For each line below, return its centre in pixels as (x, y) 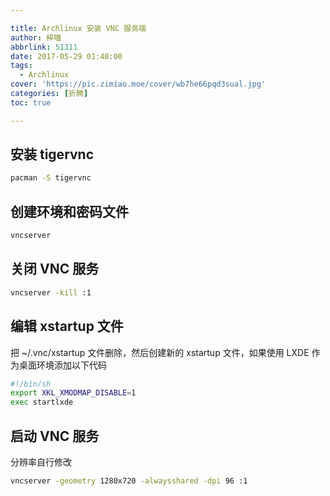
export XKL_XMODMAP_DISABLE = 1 (73, 393)
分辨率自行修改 (41, 462)
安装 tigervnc (52, 154)
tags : (21, 66)
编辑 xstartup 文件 (67, 326)
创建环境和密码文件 (69, 211)
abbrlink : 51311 (44, 47)
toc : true (31, 102)
